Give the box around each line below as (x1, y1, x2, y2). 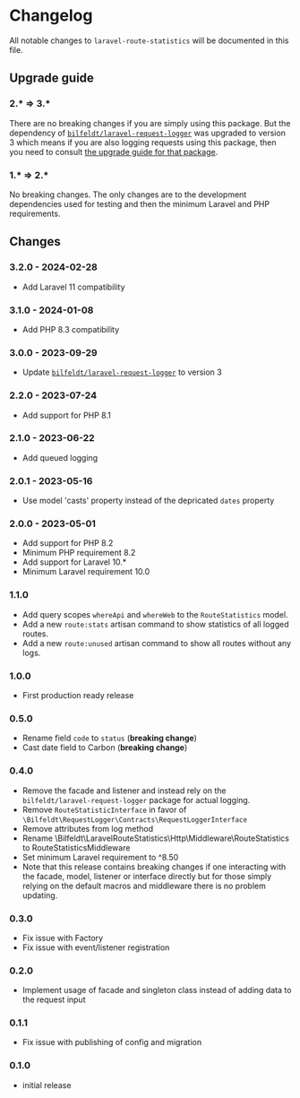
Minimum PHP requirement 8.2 (21, 548, 136, 558)
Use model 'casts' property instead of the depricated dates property (21, 495, 275, 506)
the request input (21, 994, 86, 1005)
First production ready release (21, 689, 134, 700)
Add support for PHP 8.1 (21, 410, 112, 420)
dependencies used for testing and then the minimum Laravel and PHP (9, 198, 270, 209)
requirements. (9, 208, 61, 219)
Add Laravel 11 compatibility (21, 281, 125, 292)
